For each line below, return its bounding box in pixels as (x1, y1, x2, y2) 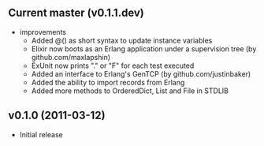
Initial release (19, 129, 63, 139)
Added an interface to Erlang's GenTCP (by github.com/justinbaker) (31, 69, 251, 78)
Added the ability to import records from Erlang (31, 77, 185, 87)
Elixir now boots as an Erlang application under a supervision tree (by (31, 43, 257, 54)
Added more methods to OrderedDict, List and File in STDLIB (31, 86, 229, 95)
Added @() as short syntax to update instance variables (31, 36, 213, 45)
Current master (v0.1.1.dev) (8, 6, 144, 20)
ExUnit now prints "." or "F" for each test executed (31, 61, 195, 70)
